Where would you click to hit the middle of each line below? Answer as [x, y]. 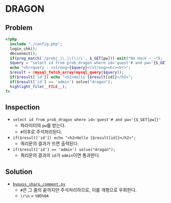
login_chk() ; [24, 49]
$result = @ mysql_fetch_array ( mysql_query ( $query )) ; [67, 72]
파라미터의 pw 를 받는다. [43, 126]
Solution [19, 172]
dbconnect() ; [24, 53]
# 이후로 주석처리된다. [41, 132]
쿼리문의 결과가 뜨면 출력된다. [49, 143]
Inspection [23, 107]
